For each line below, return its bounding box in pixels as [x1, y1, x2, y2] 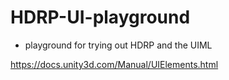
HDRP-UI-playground [10, 6, 191, 29]
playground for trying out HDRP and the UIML [24, 39, 213, 51]
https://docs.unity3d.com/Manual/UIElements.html [10, 58, 219, 70]
